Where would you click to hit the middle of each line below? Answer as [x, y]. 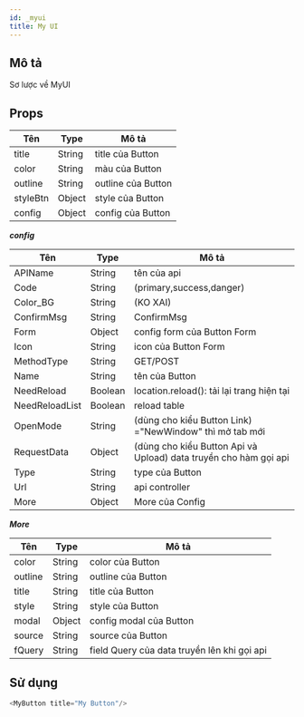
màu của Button [128, 169]
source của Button [128, 635]
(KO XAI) [153, 303]
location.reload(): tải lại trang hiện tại [212, 391]
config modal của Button [142, 621]
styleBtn [32, 199]
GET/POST [157, 362]
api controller [162, 488]
